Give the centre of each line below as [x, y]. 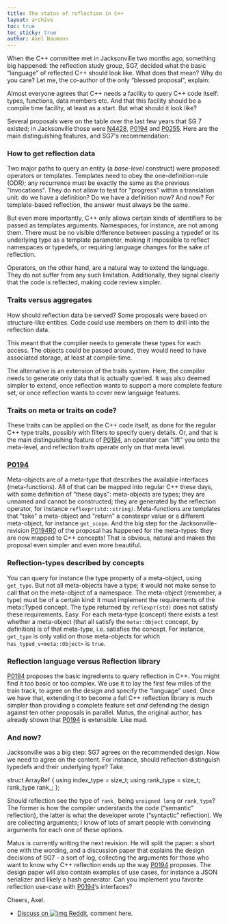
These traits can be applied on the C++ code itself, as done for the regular [112, 425]
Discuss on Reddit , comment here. [75, 913]
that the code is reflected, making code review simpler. [84, 282]
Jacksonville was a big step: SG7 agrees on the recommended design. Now [113, 752]
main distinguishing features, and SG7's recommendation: [89, 136]
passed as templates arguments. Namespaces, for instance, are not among [113, 225]
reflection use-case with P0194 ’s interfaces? [70, 887]
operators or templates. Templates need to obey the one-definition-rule [108, 176]
